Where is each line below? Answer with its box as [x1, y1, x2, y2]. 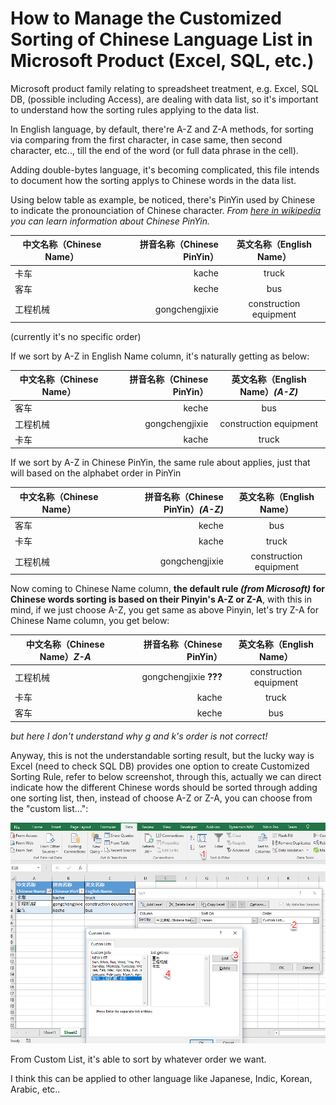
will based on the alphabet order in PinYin [10, 467, 182, 479]
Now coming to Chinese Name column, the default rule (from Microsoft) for [10, 583, 325, 595]
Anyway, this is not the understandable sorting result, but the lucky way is [10, 749, 315, 761]
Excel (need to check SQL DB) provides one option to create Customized [10, 760, 310, 772]
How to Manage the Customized [10, 7, 282, 30]
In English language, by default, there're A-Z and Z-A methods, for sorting [10, 123, 314, 135]
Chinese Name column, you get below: [10, 615, 170, 627]
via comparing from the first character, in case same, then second [10, 133, 283, 146]
